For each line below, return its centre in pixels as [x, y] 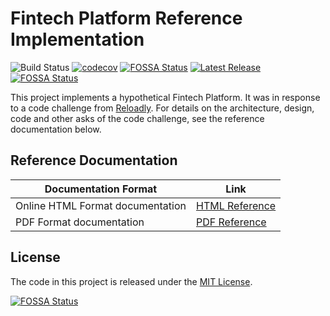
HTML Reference [236, 205]
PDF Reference [231, 222]
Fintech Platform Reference [126, 18]
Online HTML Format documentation [101, 205]
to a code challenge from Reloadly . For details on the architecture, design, [162, 108]
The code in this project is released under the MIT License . [131, 281]
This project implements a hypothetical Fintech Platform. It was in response [165, 97]
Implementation [77, 39]
